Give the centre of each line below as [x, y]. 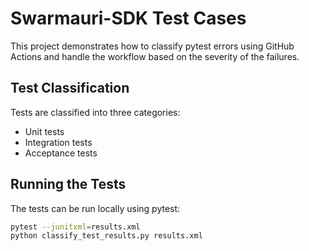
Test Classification [70, 88]
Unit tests [44, 131]
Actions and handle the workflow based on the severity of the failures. [155, 56]
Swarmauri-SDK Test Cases [128, 18]
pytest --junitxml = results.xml [75, 227]
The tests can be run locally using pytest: [95, 208]
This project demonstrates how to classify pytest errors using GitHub [152, 46]
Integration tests [58, 142]
